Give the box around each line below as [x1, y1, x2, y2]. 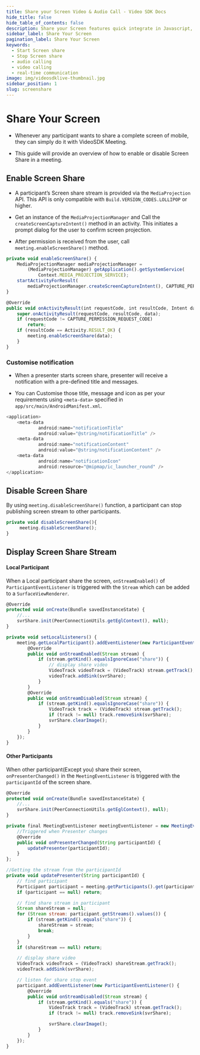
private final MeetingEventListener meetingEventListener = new [6, 823, 169, 829]
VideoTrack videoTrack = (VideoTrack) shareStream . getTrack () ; [17, 961, 177, 967]
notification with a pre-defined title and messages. [14, 378, 139, 385]
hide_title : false [6, 14, 52, 20]
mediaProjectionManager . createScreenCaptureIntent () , [27, 283, 164, 289]
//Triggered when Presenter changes [17, 828, 108, 834]
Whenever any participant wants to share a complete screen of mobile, [14, 132, 189, 139]
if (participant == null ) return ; [17, 889, 102, 895]
